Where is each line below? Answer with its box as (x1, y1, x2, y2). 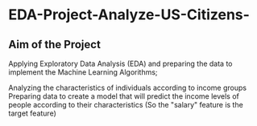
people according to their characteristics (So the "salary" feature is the (8, 100, 243, 109)
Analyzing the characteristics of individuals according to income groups (8, 83, 247, 92)
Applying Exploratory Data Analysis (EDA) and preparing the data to (8, 59, 233, 68)
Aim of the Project (8, 38, 101, 51)
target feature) (8, 108, 56, 118)
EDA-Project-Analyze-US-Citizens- (8, 6, 250, 24)
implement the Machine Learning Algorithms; (8, 67, 159, 77)
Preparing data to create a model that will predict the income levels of (8, 91, 239, 101)
